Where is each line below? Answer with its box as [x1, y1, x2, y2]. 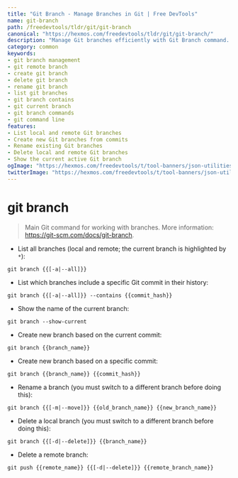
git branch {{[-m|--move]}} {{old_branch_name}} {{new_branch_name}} [7, 404, 217, 411]
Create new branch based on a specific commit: [17, 357, 158, 365]
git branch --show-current [7, 317, 87, 325]
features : [7, 122, 37, 130]
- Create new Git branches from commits [7, 136, 129, 143]
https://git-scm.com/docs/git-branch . [24, 230, 135, 239]
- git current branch [7, 103, 72, 110]
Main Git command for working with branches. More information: [24, 223, 214, 232]
